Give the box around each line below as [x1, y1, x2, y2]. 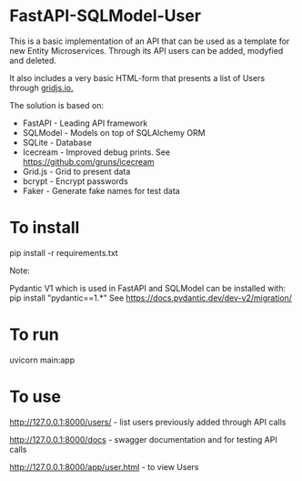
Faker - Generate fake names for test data [22, 185, 180, 196]
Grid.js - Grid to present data [22, 166, 131, 177]
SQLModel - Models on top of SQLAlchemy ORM [22, 127, 206, 138]
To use [9, 386, 62, 406]
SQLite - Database [22, 137, 93, 148]
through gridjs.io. [9, 82, 74, 93]
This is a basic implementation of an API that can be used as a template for [9, 36, 290, 46]
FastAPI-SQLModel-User [9, 5, 202, 26]
